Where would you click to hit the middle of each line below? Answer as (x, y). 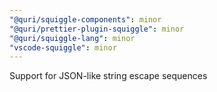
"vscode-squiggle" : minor (63, 47)
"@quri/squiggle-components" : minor (85, 19)
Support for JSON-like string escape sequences (108, 76)
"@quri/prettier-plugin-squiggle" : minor (97, 29)
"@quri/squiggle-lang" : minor (72, 38)
